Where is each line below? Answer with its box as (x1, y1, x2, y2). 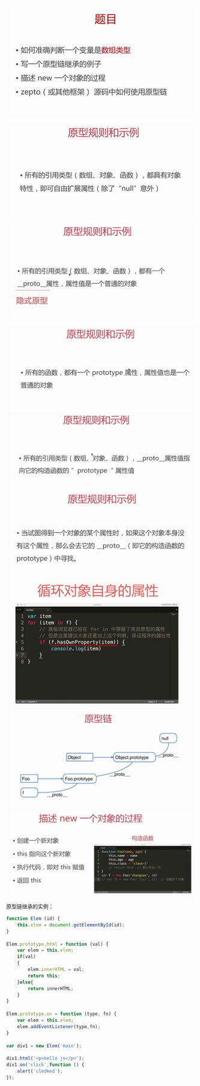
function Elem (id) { (6, 915, 61, 922)
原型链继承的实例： (6, 903, 54, 910)
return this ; (28, 973, 61, 979)
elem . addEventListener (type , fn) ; (17, 1023, 101, 1029)
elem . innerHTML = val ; (28, 967, 85, 973)
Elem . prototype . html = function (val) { (6, 941, 109, 947)
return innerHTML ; (28, 985, 74, 991)
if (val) (17, 954, 36, 960)
